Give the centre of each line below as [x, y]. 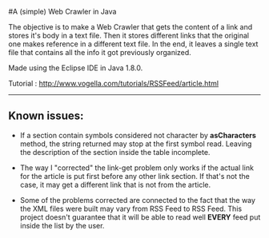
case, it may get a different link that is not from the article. [115, 184]
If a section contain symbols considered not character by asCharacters [138, 135]
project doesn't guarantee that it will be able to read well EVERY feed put [140, 217]
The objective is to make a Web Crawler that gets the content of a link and [130, 27]
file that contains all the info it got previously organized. [100, 52]
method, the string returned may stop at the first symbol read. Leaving [136, 144]
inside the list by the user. [62, 225]
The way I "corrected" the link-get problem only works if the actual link [137, 168]
